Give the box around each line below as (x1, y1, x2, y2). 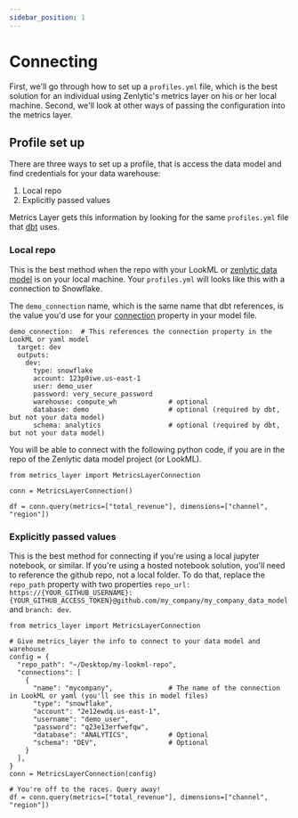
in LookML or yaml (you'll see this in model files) (9, 691, 209, 700)
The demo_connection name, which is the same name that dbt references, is (9, 300, 285, 311)
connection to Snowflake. (9, 282, 103, 294)
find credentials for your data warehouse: (9, 168, 161, 179)
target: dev (17, 342, 62, 352)
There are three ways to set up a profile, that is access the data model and (9, 159, 282, 169)
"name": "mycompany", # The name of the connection (32, 683, 280, 692)
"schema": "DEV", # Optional (32, 738, 209, 747)
